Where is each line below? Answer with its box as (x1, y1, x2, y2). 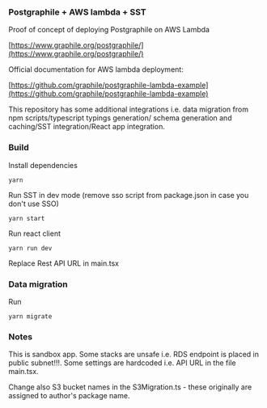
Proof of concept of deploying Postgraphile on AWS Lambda (8, 25, 210, 35)
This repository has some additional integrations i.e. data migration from (8, 104, 249, 115)
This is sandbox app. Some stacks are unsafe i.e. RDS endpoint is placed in (8, 350, 259, 360)
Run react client (8, 229, 61, 238)
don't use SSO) (8, 199, 59, 208)
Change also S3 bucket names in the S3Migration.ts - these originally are (8, 382, 252, 392)
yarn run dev (8, 244, 53, 252)
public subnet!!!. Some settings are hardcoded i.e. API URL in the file (8, 358, 236, 368)
